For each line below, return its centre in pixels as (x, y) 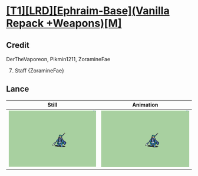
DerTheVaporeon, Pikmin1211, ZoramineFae (58, 59)
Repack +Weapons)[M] (64, 23)
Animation (145, 105)
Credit (18, 45)
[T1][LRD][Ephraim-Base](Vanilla (88, 11)
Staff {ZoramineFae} (39, 71)
